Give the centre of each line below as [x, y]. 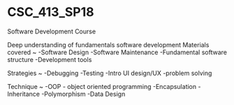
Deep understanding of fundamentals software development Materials [108, 45]
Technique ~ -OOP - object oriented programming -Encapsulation [102, 86]
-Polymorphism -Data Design [83, 94]
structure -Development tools [50, 59]
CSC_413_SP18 [51, 12]
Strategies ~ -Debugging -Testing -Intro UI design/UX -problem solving [110, 73]
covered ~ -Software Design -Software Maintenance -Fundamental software [117, 52]
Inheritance [24, 94]
